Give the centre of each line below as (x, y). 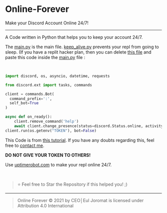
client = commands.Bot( (30, 94)
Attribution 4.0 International (45, 206)
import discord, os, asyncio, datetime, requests (58, 76)
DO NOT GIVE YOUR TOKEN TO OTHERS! (48, 155)
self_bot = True (24, 103)
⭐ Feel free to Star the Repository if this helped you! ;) (72, 184)
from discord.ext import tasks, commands (49, 85)
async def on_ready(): (29, 117)
